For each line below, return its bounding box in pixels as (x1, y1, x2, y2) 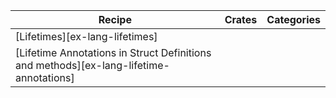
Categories (266, 13, 321, 26)
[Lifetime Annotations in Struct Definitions (15, 46, 212, 59)
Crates (224, 13, 258, 26)
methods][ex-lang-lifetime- (35, 59, 170, 72)
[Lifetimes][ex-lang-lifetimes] (15, 30, 158, 43)
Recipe (98, 13, 132, 26)
